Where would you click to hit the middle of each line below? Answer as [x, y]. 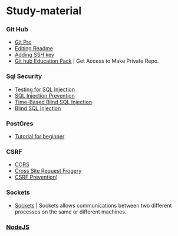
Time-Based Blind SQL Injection [53, 102]
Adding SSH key [34, 55]
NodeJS [18, 227]
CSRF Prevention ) [36, 177]
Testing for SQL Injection [45, 89]
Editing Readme [34, 49]
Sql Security [24, 76]
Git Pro [23, 42]
